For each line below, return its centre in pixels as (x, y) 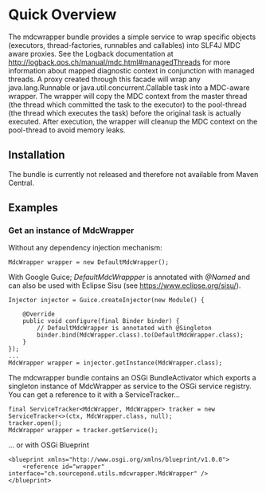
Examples (33, 208)
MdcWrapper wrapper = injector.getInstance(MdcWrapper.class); (115, 363)
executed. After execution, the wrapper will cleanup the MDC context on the (133, 121)
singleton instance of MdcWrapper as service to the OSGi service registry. (130, 386)
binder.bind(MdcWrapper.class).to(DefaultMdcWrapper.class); (141, 335)
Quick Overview (63, 15)
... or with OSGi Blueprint (49, 445)
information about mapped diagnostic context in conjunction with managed (131, 70)
